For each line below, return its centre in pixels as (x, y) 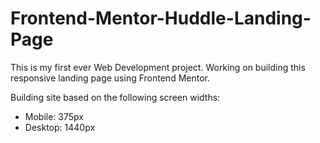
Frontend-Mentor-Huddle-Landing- (161, 18)
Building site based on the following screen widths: (115, 97)
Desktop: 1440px (60, 127)
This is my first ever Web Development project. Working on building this (158, 67)
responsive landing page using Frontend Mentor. (110, 78)
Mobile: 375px (54, 116)
